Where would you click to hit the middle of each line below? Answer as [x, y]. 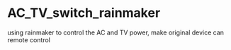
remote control [29, 39]
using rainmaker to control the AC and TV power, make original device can [116, 32]
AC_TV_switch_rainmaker [84, 13]
